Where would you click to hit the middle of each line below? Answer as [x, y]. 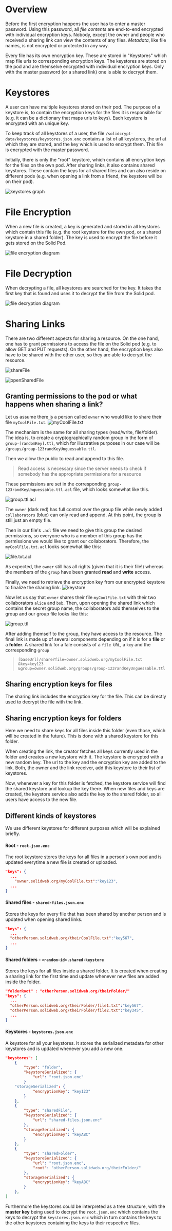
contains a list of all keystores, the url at [125, 139]
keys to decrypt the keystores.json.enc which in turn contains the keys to [83, 1217]
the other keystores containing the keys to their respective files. [73, 1223]
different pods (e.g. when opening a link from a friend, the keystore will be [84, 176]
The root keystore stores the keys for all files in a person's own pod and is [83, 857]
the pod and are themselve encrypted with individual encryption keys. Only [85, 66]
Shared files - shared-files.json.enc [45, 902]
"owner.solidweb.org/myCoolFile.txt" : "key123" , [66, 881]
